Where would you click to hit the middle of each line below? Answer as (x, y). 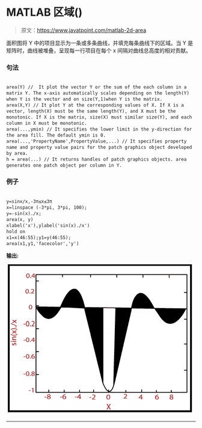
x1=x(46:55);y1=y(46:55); (38, 237)
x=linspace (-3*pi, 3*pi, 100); (47, 207)
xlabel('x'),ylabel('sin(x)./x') (48, 225)
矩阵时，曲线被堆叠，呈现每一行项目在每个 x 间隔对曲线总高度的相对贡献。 (99, 50)
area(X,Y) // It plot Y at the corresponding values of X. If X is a (95, 105)
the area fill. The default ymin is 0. (56, 135)
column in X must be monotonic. (47, 123)
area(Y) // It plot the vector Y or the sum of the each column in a (96, 87)
